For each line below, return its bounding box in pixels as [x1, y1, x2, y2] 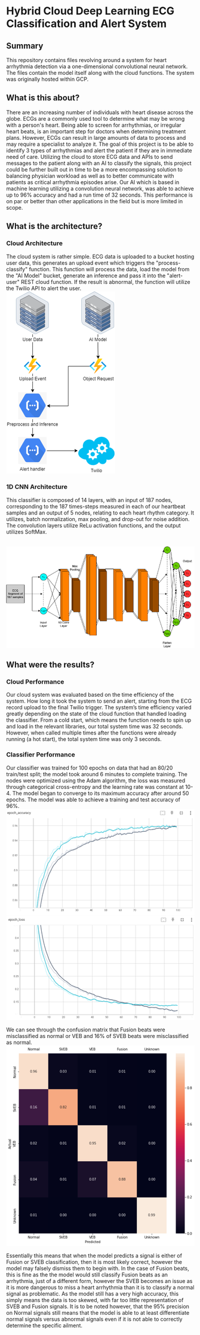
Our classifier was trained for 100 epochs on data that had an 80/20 [6, 764, 173, 771]
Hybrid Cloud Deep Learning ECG [6, 4, 175, 18]
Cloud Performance [6, 678, 64, 685]
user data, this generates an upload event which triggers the [6, 259, 155, 267]
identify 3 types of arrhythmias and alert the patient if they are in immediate [6, 146, 192, 154]
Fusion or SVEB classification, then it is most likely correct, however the [6, 1259, 182, 1266]
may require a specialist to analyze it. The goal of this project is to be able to [6, 140, 194, 148]
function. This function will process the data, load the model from [29, 265, 190, 272]
